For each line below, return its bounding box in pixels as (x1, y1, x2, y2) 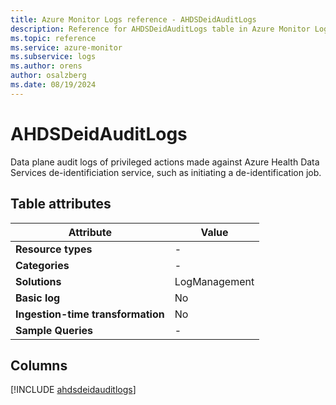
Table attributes (10, 196, 112, 213)
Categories (15, 258, 70, 272)
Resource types (15, 242, 93, 256)
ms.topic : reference (10, 33, 97, 43)
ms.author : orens (10, 61, 83, 71)
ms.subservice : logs (10, 52, 97, 62)
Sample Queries (15, 323, 93, 337)
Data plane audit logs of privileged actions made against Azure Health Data (10, 156, 320, 168)
